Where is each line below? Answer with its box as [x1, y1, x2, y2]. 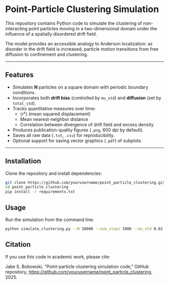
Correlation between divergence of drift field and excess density [20, 121, 154, 127]
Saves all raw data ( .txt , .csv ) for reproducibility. [12, 132, 115, 138]
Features [5, 70, 34, 79]
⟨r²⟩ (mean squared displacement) [20, 111, 91, 117]
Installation [5, 157, 41, 166]
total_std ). [12, 100, 36, 106]
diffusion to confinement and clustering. [5, 51, 89, 57]
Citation [5, 240, 31, 249]
